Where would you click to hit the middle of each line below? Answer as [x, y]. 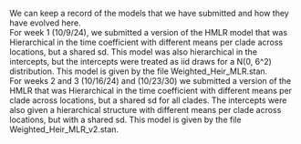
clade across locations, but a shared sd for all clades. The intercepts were [148, 100]
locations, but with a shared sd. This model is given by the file [125, 119]
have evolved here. [45, 23]
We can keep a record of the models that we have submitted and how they [149, 13]
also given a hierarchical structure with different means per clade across [145, 110]
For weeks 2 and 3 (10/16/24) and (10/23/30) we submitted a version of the [150, 81]
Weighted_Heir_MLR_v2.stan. [64, 129]
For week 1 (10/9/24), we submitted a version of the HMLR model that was [149, 32]
